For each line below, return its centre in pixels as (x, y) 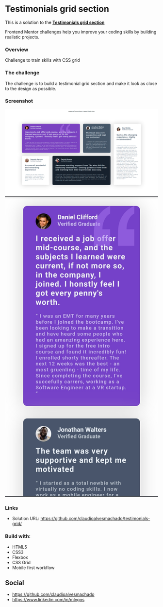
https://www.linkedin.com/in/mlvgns (48, 600)
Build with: (18, 537)
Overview (17, 50)
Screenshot (19, 101)
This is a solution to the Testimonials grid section (55, 22)
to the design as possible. (31, 88)
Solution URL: (26, 519)
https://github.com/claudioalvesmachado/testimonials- (95, 519)
